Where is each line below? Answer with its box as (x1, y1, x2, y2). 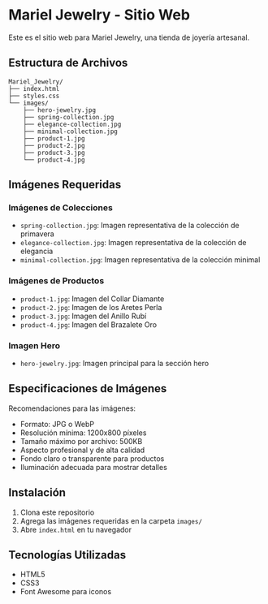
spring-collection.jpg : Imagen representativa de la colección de (19, 221, 240, 231)
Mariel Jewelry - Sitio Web (8, 6, 191, 24)
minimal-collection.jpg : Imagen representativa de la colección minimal (19, 255, 261, 265)
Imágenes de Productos (8, 275, 105, 287)
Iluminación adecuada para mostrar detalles (19, 462, 168, 472)
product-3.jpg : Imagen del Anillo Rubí (19, 311, 147, 321)
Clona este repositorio (19, 507, 95, 517)
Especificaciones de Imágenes (8, 382, 167, 395)
